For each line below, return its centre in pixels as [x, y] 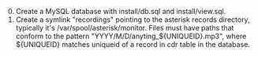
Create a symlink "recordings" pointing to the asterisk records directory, [133, 20]
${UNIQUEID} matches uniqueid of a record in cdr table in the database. [133, 45]
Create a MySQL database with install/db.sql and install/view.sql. [121, 11]
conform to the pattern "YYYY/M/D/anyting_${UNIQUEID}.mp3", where [131, 36]
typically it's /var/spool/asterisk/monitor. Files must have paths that [125, 28]
